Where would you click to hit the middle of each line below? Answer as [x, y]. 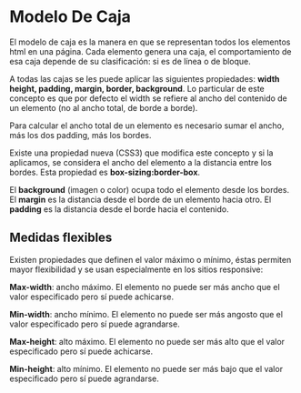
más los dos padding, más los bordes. [80, 135]
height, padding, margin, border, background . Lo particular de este [137, 88]
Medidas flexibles [61, 238]
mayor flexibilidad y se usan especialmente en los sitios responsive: [136, 269]
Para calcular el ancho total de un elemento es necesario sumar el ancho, [147, 126]
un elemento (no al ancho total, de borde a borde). [104, 107]
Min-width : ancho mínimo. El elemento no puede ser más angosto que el [146, 314]
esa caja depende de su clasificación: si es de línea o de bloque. [130, 61]
